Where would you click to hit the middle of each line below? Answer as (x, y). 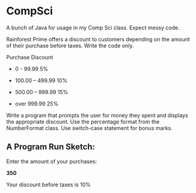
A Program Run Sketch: (51, 147)
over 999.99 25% (37, 104)
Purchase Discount (30, 57)
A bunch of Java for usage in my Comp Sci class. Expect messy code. (93, 28)
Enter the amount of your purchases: (52, 161)
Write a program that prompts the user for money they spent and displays (97, 115)
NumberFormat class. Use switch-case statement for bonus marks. (89, 128)
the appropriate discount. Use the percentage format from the (83, 122)
